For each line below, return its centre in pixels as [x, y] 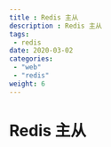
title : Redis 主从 [44, 17]
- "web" [27, 68]
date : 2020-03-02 [41, 51]
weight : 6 [28, 84]
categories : [31, 59]
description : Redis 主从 [55, 26]
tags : [19, 34]
